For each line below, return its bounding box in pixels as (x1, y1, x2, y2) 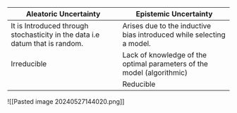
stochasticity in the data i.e (11, 30, 100, 40)
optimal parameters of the (122, 59, 208, 69)
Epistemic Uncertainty (135, 9, 213, 18)
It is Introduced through (11, 21, 89, 30)
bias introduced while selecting (122, 30, 226, 40)
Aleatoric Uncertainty (25, 9, 101, 18)
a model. (122, 39, 152, 48)
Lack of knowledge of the (122, 50, 207, 59)
